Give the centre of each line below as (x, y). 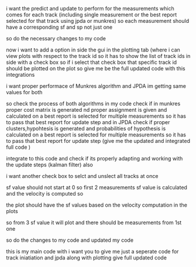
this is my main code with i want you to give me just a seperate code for (92, 251)
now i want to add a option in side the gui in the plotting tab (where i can (93, 50)
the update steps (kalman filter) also (50, 165)
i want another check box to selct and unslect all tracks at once (82, 176)
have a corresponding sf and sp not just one (59, 27)
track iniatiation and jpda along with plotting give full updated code (86, 258)
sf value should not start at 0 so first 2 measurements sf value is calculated (97, 187)
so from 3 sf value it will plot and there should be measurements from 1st (94, 222)
